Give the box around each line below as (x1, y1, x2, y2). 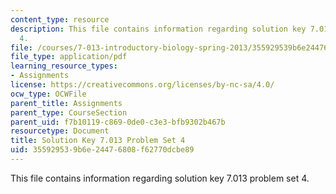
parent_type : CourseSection (10, 107, 128, 118)
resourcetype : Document (10, 126, 110, 136)
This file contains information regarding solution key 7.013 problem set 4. (10, 172, 310, 184)
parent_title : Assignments (10, 98, 123, 108)
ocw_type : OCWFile (10, 89, 87, 99)
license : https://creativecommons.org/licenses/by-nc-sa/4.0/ (10, 80, 275, 90)
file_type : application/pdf (10, 52, 128, 62)
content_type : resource (10, 14, 110, 25)
